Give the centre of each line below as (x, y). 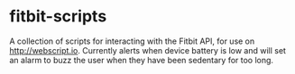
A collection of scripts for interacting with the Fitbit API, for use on (132, 41)
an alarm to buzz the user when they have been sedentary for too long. (141, 60)
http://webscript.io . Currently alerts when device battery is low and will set (148, 50)
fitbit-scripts (58, 16)
